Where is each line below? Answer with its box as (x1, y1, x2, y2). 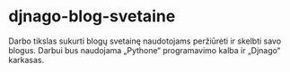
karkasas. (8, 54, 45, 65)
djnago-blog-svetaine (8, 6, 176, 27)
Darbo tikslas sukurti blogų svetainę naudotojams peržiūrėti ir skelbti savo (8, 36, 282, 46)
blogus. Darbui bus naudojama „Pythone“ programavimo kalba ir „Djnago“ (8, 44, 281, 55)
